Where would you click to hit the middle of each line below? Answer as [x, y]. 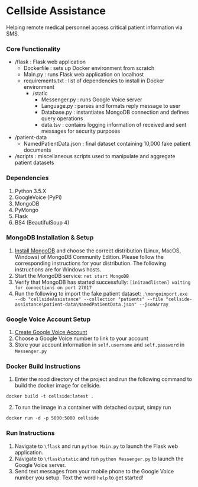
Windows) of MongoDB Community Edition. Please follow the [89, 257]
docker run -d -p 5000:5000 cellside [53, 418]
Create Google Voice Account [51, 332]
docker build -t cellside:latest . [50, 396]
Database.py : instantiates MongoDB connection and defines [115, 112]
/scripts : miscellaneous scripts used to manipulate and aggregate [95, 156]
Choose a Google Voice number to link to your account [82, 338]
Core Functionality [33, 49]
